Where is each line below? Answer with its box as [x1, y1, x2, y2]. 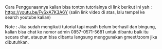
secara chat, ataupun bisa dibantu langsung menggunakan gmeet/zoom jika [5, 34, 158, 40]
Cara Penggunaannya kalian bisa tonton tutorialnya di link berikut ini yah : [5, 4, 152, 10]
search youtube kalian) [5, 15, 51, 20]
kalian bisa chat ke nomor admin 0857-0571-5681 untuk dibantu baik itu [5, 29, 149, 34]
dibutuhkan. [5, 39, 29, 45]
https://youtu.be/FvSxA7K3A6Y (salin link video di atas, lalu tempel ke [5, 9, 145, 15]
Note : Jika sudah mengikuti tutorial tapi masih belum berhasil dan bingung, [5, 24, 157, 30]
